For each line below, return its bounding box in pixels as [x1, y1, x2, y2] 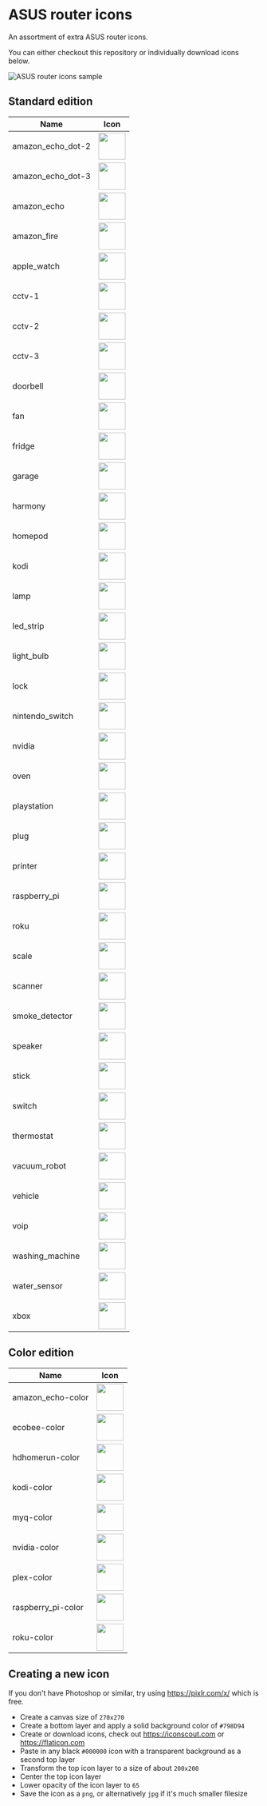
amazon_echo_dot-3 [12, 170, 92, 182]
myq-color [12, 1512, 53, 1523]
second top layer [19, 1755, 76, 1764]
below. [8, 56, 30, 66]
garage [12, 470, 39, 481]
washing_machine [12, 1250, 80, 1261]
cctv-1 [12, 290, 40, 302]
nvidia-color [12, 1541, 60, 1552]
